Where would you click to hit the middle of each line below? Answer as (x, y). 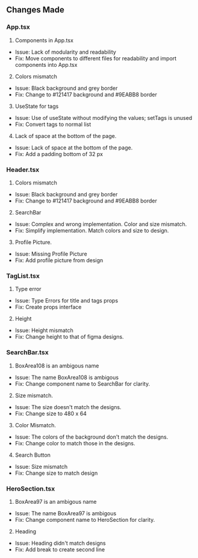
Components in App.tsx (44, 40)
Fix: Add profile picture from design (59, 260)
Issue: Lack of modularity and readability (65, 52)
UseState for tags (37, 106)
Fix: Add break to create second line (60, 549)
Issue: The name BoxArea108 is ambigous (67, 377)
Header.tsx (23, 169)
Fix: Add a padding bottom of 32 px (59, 154)
